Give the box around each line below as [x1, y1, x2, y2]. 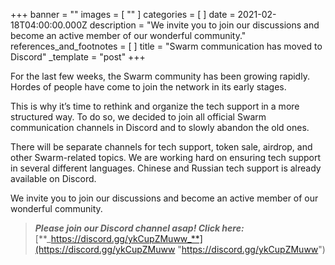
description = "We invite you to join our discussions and [89, 19, 320, 31]
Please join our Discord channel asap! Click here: [34, 222, 245, 234]
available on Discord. [10, 173, 97, 184]
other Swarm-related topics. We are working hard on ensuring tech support [10, 152, 322, 163]
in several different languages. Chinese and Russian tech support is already [10, 162, 322, 174]
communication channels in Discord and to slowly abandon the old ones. [10, 122, 310, 133]
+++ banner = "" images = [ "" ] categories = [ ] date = [10, 9, 236, 20]
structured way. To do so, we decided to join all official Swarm [10, 111, 267, 123]
